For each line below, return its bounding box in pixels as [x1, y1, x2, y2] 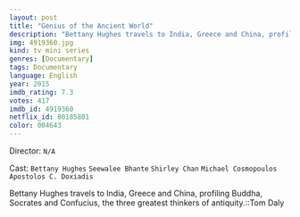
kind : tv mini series [9, 46, 90, 55]
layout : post [9, 13, 58, 22]
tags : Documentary [9, 63, 78, 72]
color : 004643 [9, 121, 62, 130]
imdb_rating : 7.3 [9, 88, 74, 96]
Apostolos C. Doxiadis [9, 172, 94, 181]
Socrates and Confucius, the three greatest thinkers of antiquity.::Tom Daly [9, 197, 285, 208]
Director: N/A [9, 146, 56, 156]
